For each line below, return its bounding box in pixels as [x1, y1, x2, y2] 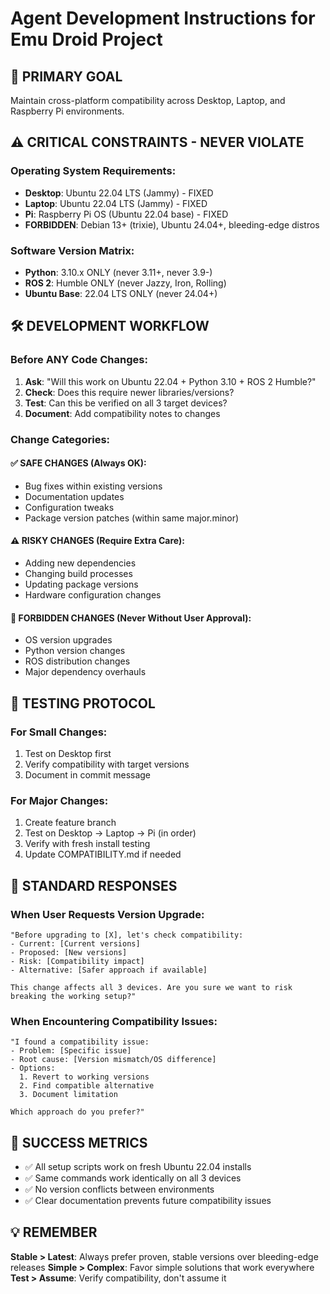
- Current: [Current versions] [10, 938, 141, 949]
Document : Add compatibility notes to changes [24, 407, 221, 419]
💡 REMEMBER [10, 1224, 98, 1241]
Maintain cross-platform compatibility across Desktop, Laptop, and [10, 95, 286, 106]
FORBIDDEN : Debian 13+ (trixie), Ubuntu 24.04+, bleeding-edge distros [24, 218, 320, 231]
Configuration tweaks [24, 501, 115, 513]
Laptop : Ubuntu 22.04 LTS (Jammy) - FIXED [24, 197, 208, 209]
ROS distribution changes [24, 655, 131, 667]
